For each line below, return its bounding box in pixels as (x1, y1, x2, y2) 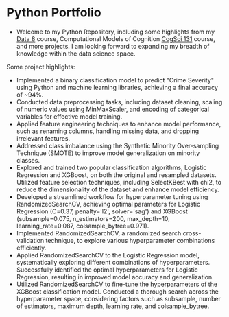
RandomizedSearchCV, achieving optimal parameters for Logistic (16, 200, 200, 208)
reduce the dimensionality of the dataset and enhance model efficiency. (16, 185, 220, 193)
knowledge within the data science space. (16, 49, 136, 58)
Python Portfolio (6, 5, 101, 21)
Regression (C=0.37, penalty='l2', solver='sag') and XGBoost (16, 207, 188, 215)
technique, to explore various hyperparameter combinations (45, 236, 215, 244)
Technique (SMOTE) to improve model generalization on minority (16, 149, 200, 157)
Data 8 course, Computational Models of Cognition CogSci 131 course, (16, 34, 215, 43)
